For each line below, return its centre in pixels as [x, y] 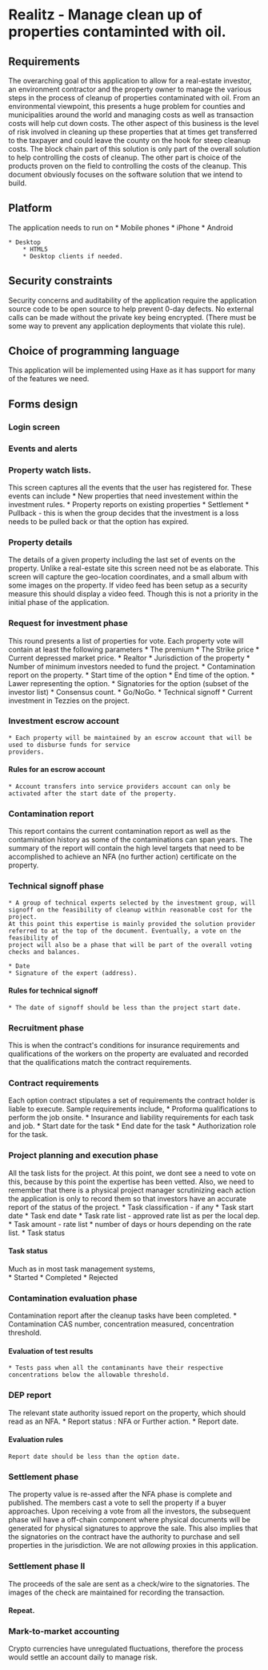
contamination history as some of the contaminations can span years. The [130, 839]
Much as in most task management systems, [82, 1269]
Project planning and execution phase [83, 1156]
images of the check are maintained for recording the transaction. [117, 1592]
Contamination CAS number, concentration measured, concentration [121, 1324]
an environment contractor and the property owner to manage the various [130, 89]
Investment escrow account [64, 721]
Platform [30, 208]
